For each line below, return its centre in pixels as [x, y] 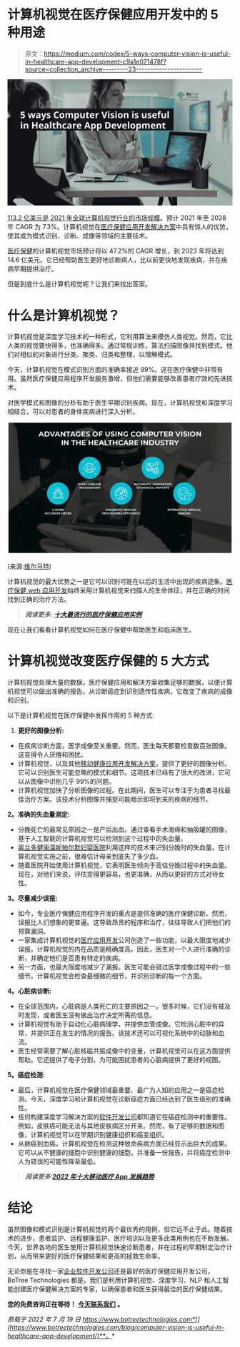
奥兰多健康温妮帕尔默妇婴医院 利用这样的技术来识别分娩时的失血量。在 [121, 847]
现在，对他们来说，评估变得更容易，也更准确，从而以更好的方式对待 [118, 874]
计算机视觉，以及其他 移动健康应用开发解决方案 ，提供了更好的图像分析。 [124, 764]
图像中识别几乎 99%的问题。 [73, 782]
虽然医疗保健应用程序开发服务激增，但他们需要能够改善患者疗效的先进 [123, 378]
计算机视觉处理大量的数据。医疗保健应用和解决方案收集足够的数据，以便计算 [120, 682]
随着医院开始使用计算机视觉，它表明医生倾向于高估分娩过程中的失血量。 [124, 865]
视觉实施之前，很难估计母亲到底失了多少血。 [96, 857]
